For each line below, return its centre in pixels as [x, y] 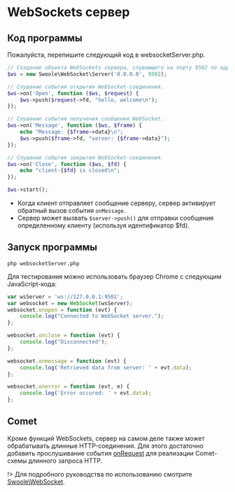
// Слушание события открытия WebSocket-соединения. [86, 87]
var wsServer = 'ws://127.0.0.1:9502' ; [65, 297]
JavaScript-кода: [32, 283]
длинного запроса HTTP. [65, 461]
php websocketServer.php [43, 263]
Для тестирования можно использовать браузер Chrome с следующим [114, 276]
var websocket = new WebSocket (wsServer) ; [70, 303]
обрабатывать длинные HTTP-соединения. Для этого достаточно [106, 446]
